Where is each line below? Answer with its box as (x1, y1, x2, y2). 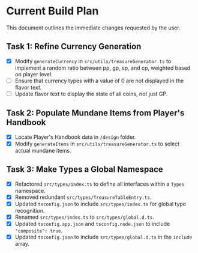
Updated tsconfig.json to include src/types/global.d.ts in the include (14, 233, 193, 240)
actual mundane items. (14, 147, 72, 154)
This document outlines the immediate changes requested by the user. (6, 24, 181, 31)
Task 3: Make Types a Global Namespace (6, 164, 163, 175)
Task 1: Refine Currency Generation (6, 41, 142, 52)
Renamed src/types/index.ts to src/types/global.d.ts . (14, 213, 154, 221)
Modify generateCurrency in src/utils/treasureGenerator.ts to (14, 57, 172, 64)
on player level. (14, 70, 53, 78)
